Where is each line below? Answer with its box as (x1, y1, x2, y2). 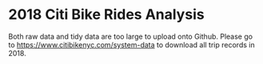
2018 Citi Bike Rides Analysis (8, 6, 205, 24)
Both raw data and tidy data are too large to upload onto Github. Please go (8, 32, 253, 41)
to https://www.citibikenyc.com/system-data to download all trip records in (8, 40, 255, 49)
